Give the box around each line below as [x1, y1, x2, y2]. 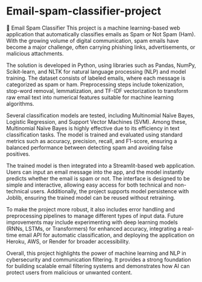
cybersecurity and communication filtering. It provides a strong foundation [6, 255, 191, 263]
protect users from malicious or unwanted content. [6, 269, 133, 276]
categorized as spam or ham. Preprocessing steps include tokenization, [6, 80, 185, 88]
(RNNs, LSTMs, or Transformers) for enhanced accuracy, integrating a [6, 225, 181, 232]
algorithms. [6, 100, 34, 107]
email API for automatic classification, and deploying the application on [18, 231, 195, 239]
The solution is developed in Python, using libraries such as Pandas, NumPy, [6, 62, 197, 69]
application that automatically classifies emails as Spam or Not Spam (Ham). [6, 30, 196, 37]
